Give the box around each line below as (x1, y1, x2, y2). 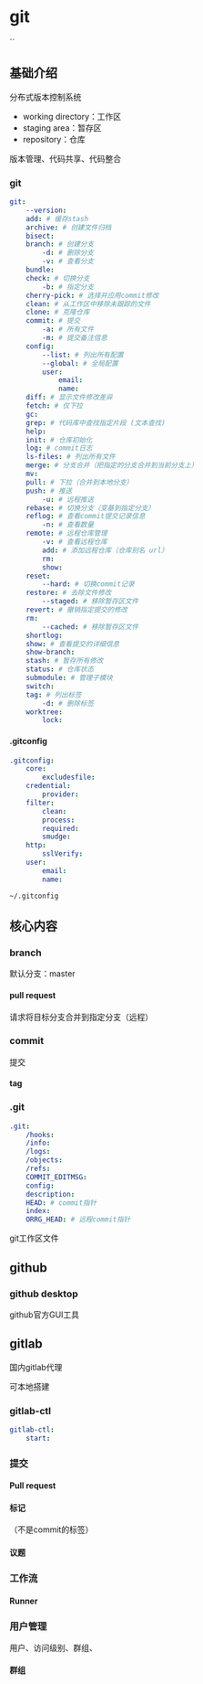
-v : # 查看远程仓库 (42, 538, 107, 547)
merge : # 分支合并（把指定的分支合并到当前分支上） (25, 461, 198, 470)
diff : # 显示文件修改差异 (25, 393, 114, 402)
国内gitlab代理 (9, 1361, 63, 1372)
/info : (25, 1138, 51, 1148)
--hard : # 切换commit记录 (42, 580, 135, 589)
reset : (25, 571, 51, 581)
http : (25, 841, 47, 850)
